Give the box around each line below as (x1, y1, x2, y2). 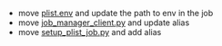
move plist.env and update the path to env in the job (17, 8, 214, 18)
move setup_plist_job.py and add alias (17, 27, 162, 37)
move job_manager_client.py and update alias (17, 17, 190, 28)
